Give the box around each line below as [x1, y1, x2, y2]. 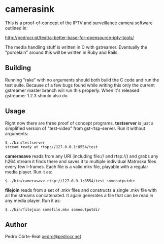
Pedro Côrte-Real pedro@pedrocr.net [5, 234, 81, 240]
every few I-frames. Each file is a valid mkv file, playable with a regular [5, 163, 149, 169]
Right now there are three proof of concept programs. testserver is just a [5, 120, 154, 126]
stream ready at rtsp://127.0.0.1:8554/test [5, 144, 98, 149]
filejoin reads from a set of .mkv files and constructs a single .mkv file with [5, 187, 157, 193]
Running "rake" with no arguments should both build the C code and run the [5, 77, 159, 82]
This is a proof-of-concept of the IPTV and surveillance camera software [5, 20, 153, 26]
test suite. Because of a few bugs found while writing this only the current [5, 82, 155, 88]
